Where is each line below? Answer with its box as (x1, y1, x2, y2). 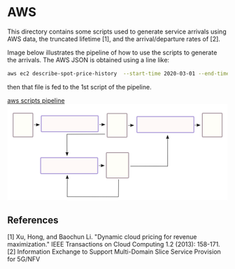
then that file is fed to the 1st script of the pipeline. (7, 82, 152, 91)
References (7, 214, 59, 226)
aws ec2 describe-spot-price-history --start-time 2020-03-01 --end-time (7, 70, 230, 77)
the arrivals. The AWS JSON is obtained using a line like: (7, 55, 170, 64)
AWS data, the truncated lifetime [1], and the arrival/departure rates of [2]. (7, 34, 220, 43)
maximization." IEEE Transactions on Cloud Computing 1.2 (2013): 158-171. (7, 240, 220, 249)
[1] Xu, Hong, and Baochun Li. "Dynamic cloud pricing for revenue (7, 233, 197, 241)
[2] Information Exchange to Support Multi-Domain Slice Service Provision (7, 247, 222, 256)
